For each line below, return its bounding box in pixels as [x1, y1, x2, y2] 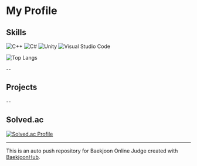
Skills [6, 27, 26, 37]
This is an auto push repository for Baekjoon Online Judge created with [6, 147, 178, 154]
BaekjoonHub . [6, 153, 40, 160]
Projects [6, 82, 38, 92]
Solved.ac [6, 115, 44, 125]
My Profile [6, 4, 57, 18]
